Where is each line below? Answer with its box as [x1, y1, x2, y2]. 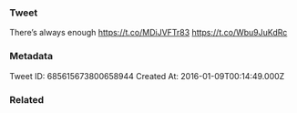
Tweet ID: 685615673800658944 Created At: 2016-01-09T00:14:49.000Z [9, 70, 285, 81]
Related [9, 93, 45, 106]
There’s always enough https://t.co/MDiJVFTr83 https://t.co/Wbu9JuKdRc [9, 27, 288, 38]
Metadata [9, 50, 53, 63]
